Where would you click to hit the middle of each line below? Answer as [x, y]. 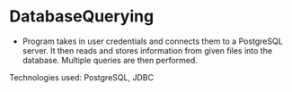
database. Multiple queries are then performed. [110, 60]
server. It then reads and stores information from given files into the [147, 50]
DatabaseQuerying [82, 17]
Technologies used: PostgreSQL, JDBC [82, 77]
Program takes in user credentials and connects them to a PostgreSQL [152, 41]
